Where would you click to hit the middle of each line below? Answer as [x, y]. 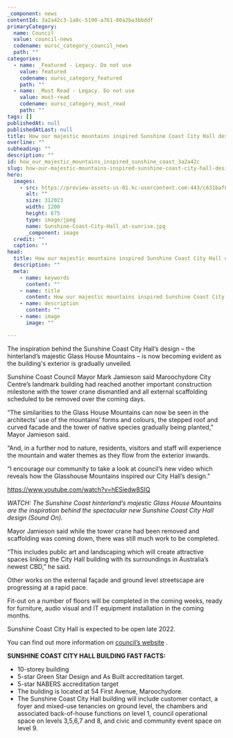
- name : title [40, 291]
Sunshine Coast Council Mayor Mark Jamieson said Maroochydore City [109, 377]
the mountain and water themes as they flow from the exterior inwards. [109, 455]
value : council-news [43, 39]
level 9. [27, 728]
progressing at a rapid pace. [48, 587]
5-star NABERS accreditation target [68, 684]
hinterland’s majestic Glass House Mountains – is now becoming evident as [114, 356]
